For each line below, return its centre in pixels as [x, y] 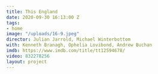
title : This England [32, 12]
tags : [13, 23]
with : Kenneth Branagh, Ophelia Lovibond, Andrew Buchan [79, 45]
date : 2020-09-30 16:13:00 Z [43, 17]
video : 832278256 [28, 56]
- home [14, 28]
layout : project [27, 61]
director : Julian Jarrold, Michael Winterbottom [68, 39]
